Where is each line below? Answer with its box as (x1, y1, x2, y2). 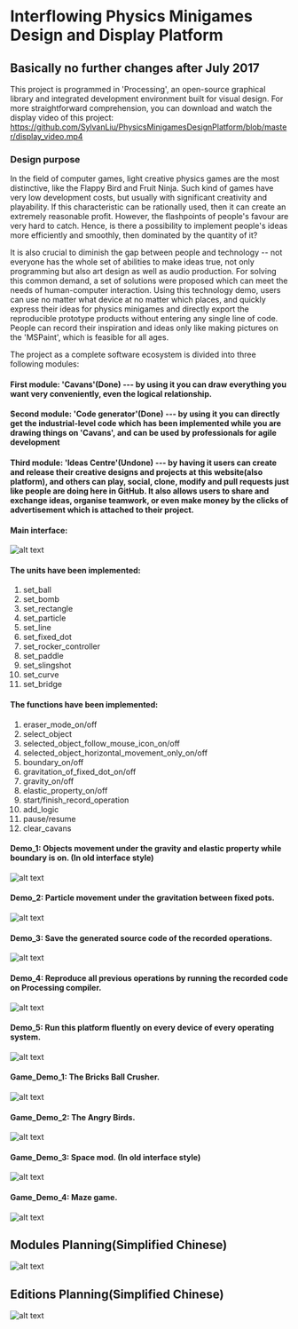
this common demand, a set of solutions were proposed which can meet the (10, 275, 288, 286)
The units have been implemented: (10, 565, 141, 575)
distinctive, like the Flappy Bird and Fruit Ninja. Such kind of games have (10, 183, 274, 194)
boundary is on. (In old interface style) (10, 852, 154, 863)
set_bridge (22, 679, 63, 690)
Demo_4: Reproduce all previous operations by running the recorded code (10, 972, 288, 983)
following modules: (10, 359, 80, 369)
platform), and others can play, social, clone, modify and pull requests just (10, 477, 289, 487)
